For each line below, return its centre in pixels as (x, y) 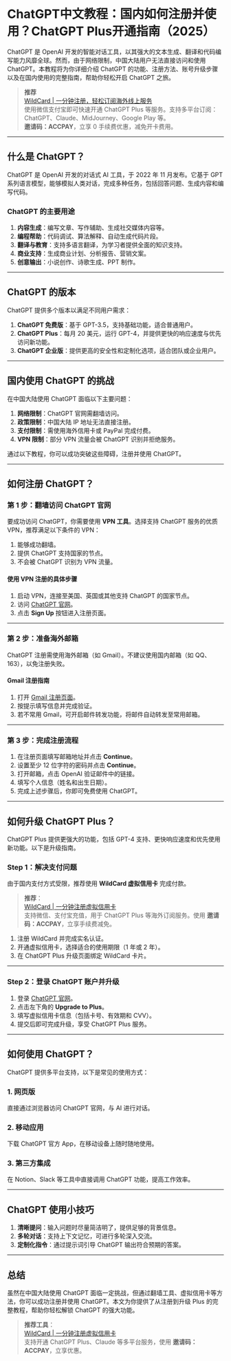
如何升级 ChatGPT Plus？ (61, 821)
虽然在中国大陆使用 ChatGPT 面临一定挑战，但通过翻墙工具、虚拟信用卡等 (112, 1293)
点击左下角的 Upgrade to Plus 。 (63, 1007)
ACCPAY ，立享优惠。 (55, 1351)
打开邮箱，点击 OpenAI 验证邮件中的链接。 (78, 774)
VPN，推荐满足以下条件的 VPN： (54, 530)
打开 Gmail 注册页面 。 (48, 697)
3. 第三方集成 (29, 1164)
